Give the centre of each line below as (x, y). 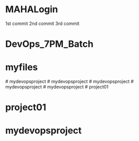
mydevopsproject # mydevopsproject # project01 (57, 87)
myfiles (22, 67)
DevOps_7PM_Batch (49, 44)
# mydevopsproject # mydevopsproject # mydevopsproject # (69, 81)
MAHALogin (32, 9)
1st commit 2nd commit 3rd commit (42, 23)
